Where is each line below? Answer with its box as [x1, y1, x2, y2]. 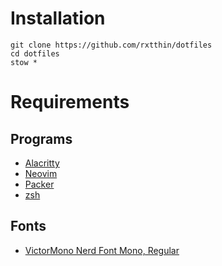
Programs [10, 130, 73, 147]
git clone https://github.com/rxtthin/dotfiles [10, 40, 213, 50]
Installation [10, 7, 106, 30]
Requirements [10, 91, 130, 114]
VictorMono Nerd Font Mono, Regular [24, 244, 180, 256]
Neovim [24, 167, 58, 179]
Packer [24, 178, 55, 190]
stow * [10, 57, 38, 67]
